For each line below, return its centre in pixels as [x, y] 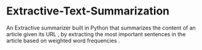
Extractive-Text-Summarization [88, 11]
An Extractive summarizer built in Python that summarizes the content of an [101, 28]
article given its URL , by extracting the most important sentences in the [96, 34]
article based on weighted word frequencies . [63, 40]
